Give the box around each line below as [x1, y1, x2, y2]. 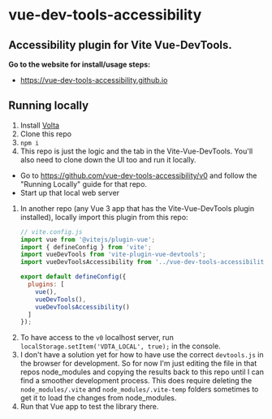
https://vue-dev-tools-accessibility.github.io [19, 76, 168, 84]
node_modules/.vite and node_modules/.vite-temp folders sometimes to [19, 384, 259, 395]
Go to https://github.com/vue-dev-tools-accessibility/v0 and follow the [19, 171, 257, 180]
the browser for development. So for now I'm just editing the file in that [19, 359, 257, 369]
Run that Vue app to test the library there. [19, 402, 159, 412]
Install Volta [19, 120, 59, 130]
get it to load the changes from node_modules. [19, 393, 177, 403]
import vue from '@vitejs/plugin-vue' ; [19, 235, 156, 244]
